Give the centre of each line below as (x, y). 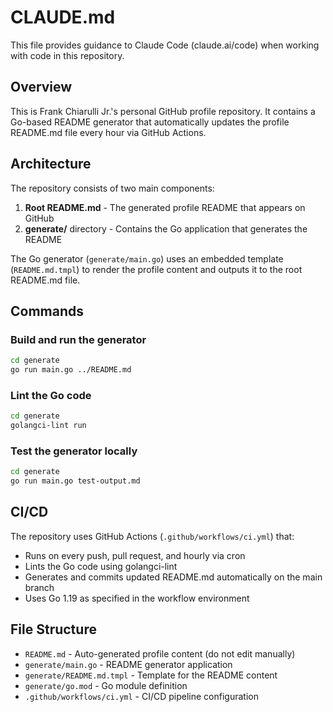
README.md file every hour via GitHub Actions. (108, 132)
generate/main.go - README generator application (128, 664)
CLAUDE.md (63, 17)
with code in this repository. (67, 55)
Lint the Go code (51, 395)
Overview (41, 87)
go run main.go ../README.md (71, 370)
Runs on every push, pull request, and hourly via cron (135, 555)
